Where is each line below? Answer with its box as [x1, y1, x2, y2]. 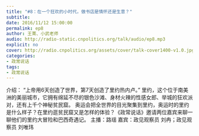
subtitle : [6, 14, 31, 20]
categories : [6, 53, 36, 59]
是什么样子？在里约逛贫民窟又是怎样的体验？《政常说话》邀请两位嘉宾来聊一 [6, 109, 193, 116]
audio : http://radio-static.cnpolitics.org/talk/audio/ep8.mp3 [6, 36, 166, 42]
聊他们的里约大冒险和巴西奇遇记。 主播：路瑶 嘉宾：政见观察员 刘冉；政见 [6, 116, 187, 124]
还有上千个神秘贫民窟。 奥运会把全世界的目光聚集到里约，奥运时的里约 [16, 102, 190, 109]
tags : [6, 64, 20, 70]
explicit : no [6, 42, 38, 48]
